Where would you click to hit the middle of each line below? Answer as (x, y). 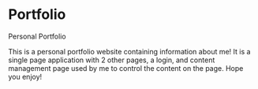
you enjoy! (25, 76)
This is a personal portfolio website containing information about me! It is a (129, 51)
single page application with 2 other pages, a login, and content (112, 60)
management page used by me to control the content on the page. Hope (126, 68)
